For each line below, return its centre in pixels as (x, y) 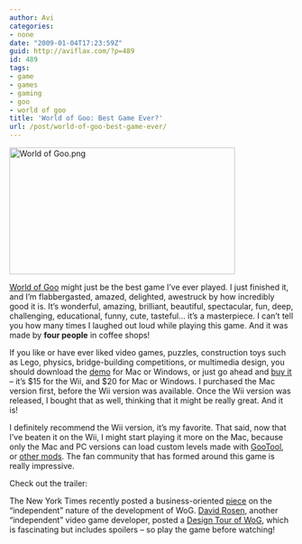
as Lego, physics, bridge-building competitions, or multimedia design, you (147, 362)
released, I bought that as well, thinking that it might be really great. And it (146, 401)
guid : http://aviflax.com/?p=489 (72, 51)
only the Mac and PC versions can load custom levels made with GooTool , (146, 447)
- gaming (26, 93)
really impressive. (42, 466)
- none (22, 34)
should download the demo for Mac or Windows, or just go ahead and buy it (151, 372)
